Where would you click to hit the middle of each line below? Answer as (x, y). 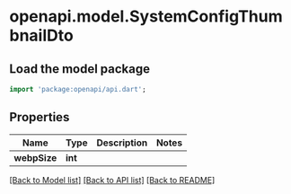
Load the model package (80, 69)
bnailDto (41, 35)
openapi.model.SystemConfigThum (146, 17)
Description (122, 143)
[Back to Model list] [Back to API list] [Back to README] (112, 180)
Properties (40, 117)
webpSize (35, 157)
